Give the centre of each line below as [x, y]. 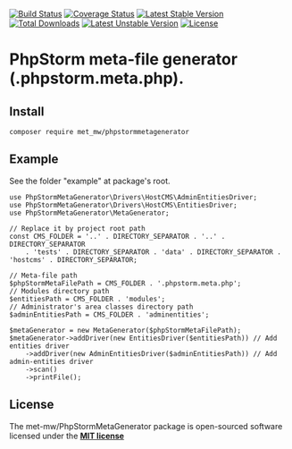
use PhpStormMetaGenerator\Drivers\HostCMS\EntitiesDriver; [124, 205]
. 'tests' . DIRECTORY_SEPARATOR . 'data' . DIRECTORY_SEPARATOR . [153, 252]
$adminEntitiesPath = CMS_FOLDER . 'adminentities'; [109, 314]
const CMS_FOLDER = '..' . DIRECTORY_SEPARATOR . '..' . [117, 236]
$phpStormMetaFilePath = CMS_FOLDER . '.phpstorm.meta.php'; [125, 283]
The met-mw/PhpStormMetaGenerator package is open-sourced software [146, 426]
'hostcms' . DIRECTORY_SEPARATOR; [74, 259]
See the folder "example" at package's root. [90, 181]
